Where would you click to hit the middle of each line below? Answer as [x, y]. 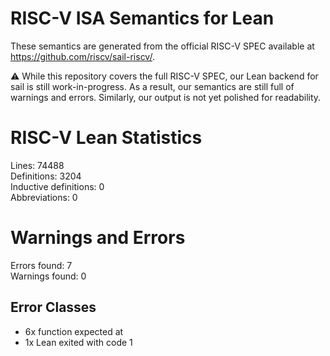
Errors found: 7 [41, 265]
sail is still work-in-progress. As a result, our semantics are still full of [152, 86]
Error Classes [53, 307]
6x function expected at [74, 331]
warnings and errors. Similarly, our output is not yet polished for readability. [166, 97]
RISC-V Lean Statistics [106, 138]
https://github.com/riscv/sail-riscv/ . [82, 56]
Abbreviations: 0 [44, 197]
